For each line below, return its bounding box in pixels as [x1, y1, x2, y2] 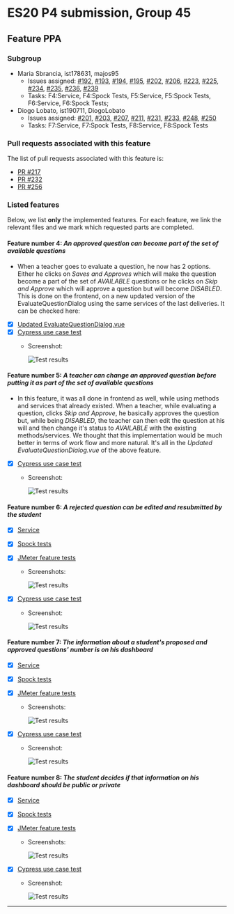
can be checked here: [17, 307, 80, 315]
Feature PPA [7, 33, 62, 45]
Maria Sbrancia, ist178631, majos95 [17, 69, 119, 77]
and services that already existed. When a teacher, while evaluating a [17, 402, 217, 410]
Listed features [7, 200, 60, 210]
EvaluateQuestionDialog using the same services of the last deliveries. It [17, 299, 225, 307]
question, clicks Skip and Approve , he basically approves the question [17, 409, 219, 417]
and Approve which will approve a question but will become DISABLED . [17, 284, 222, 293]
